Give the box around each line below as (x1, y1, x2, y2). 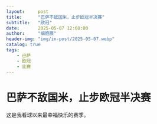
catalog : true (6, 42, 41, 48)
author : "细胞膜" (6, 31, 57, 37)
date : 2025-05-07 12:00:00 (6, 25, 89, 31)
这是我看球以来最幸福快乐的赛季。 (6, 112, 89, 119)
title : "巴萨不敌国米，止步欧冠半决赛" (6, 14, 105, 20)
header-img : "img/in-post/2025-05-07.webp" (6, 36, 115, 42)
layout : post (6, 8, 49, 15)
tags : (6, 47, 19, 53)
